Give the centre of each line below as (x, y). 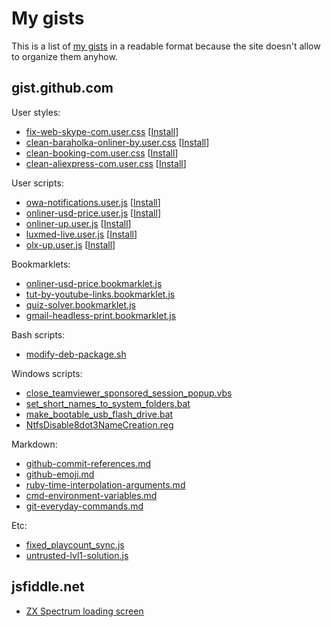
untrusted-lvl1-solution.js (77, 555)
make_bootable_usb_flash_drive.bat (99, 414)
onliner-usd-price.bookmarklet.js (94, 283)
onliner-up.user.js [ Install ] (78, 223)
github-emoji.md (60, 474)
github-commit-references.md (88, 463)
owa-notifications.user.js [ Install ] (93, 202)
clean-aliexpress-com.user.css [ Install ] (106, 163)
